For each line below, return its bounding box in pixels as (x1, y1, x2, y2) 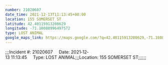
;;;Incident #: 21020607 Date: (5, 48, 70, 55)
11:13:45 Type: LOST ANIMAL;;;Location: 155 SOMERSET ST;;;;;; (10, 54, 146, 60)
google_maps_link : (5, 35, 43, 40)
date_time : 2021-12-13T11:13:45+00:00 (5, 12, 86, 17)
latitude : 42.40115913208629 (5, 21, 66, 26)
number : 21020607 (5, 7, 41, 12)
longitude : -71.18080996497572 (5, 26, 70, 31)
